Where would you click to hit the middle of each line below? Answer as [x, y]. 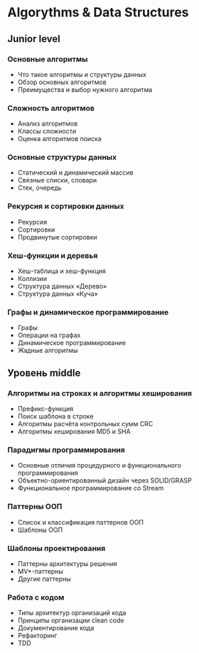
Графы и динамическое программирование [88, 312]
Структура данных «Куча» [58, 294]
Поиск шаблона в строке [55, 416]
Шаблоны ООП [40, 530]
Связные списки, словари [57, 180]
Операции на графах [49, 335]
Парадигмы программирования [66, 450]
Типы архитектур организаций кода [72, 613]
